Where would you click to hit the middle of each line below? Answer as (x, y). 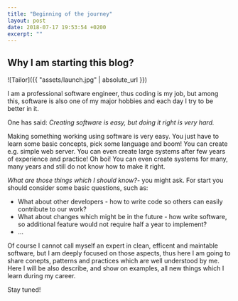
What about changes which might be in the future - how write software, (122, 217)
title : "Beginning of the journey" (60, 14)
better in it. (23, 109)
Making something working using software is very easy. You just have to (113, 137)
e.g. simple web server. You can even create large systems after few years (117, 152)
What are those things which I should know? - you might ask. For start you (115, 180)
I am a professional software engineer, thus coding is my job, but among (113, 94)
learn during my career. (42, 276)
